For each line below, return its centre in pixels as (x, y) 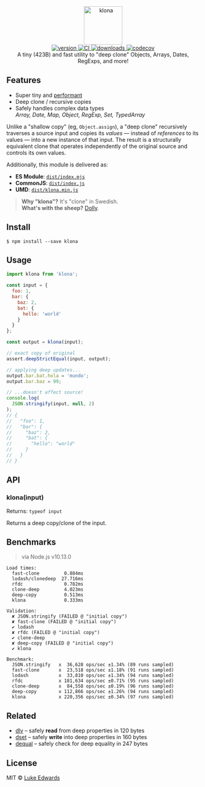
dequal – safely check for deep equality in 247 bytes (82, 744)
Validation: (21, 611)
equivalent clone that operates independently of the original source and (97, 146)
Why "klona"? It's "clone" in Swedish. (70, 201)
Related (21, 715)
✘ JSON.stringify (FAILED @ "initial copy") (70, 616)
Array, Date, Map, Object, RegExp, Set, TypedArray (80, 114)
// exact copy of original (41, 353)
